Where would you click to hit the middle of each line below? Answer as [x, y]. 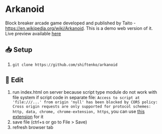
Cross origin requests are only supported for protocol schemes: [81, 106]
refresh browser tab [33, 127]
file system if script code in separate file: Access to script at [76, 97]
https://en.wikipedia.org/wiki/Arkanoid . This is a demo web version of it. [79, 28]
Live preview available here [33, 33]
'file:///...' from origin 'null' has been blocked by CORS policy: [85, 102]
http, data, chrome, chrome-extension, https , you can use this [79, 111]
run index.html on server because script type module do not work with [85, 92]
